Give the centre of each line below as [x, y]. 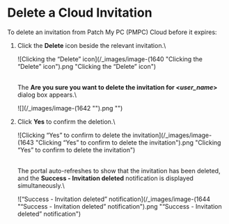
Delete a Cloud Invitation [80, 13]
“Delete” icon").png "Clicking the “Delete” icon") [87, 66]
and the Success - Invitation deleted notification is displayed [105, 178]
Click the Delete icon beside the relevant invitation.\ [92, 45]
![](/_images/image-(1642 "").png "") [70, 108]
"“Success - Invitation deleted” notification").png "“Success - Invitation [120, 206]
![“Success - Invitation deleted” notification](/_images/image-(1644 [114, 199]
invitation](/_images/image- [172, 135]
